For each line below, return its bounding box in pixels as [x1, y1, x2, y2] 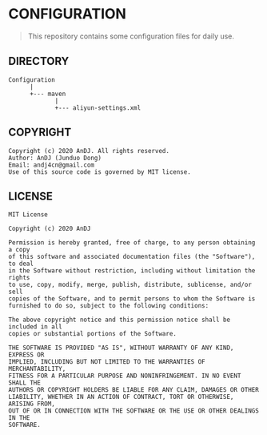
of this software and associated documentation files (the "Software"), [8, 253, 256, 261]
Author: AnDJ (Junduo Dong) [8, 154, 102, 162]
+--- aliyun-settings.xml [54, 103, 141, 112]
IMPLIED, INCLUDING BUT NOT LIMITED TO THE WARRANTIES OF [8, 358, 205, 366]
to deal [8, 260, 34, 268]
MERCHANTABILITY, [8, 365, 66, 373]
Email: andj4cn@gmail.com [8, 161, 94, 169]
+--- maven [29, 90, 66, 98]
